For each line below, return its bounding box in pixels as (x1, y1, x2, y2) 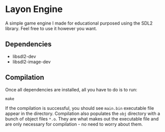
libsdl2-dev (12, 53, 36, 59)
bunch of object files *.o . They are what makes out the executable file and (5, 115, 159, 121)
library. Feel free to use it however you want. (5, 25, 97, 31)
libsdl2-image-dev (12, 59, 51, 65)
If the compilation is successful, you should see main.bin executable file (5, 105, 154, 111)
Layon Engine (5, 4, 63, 15)
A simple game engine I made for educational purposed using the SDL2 (5, 20, 153, 26)
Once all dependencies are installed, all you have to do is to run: (5, 86, 137, 92)
